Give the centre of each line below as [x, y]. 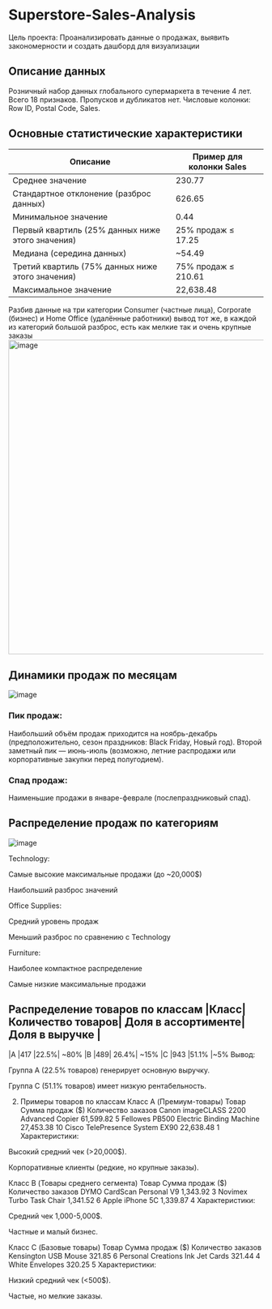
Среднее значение [50, 180]
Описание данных [57, 72]
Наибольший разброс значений [63, 889]
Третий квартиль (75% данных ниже [85, 266]
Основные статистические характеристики [125, 134]
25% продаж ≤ [205, 230]
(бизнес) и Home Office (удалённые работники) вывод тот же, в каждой [132, 318]
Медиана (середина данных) [70, 253]
